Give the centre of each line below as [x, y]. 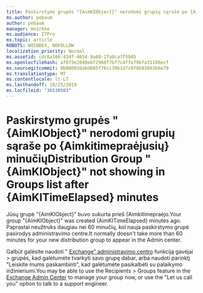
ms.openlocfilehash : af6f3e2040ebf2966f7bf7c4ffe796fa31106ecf [88, 62]
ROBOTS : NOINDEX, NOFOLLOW [40, 46]
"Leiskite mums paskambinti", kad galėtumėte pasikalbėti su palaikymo [95, 264]
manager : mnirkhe [28, 29]
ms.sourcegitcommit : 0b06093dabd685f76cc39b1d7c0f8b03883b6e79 [88, 68]
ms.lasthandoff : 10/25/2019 [42, 85]
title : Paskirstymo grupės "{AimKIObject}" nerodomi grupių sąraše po [97, 12]
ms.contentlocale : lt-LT [37, 79]
